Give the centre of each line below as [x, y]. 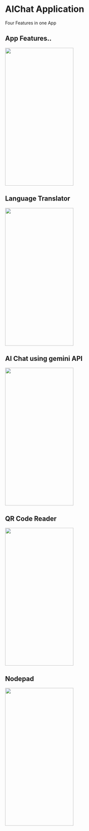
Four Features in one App [31, 23]
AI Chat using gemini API [44, 358]
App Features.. [28, 38]
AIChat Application [45, 9]
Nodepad [20, 679]
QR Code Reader [31, 519]
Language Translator [38, 199]
